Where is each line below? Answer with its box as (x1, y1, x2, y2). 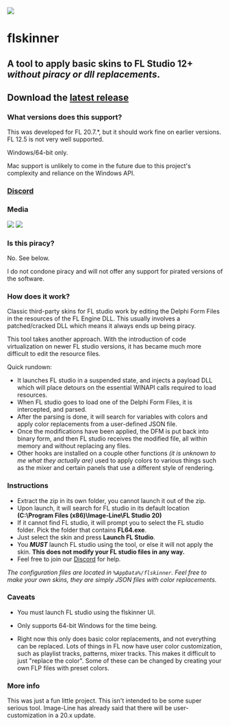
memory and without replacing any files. (16, 442, 131, 450)
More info (7, 681, 40, 690)
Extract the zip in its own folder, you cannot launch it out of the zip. (16, 496, 207, 504)
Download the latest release (7, 92, 129, 104)
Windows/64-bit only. (7, 148, 68, 157)
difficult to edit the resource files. (7, 350, 101, 358)
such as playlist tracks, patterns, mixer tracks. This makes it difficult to (16, 649, 216, 657)
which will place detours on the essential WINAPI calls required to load (16, 384, 216, 392)
